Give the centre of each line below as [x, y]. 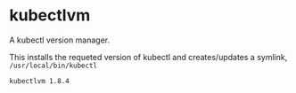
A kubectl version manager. [60, 40]
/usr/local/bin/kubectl [53, 66]
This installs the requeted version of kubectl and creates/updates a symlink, [148, 57]
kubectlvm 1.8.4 [39, 81]
